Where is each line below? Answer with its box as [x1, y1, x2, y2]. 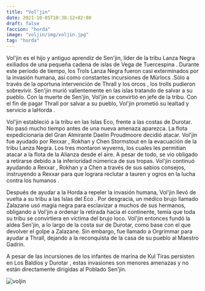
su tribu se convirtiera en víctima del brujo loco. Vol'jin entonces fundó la [6, 215, 191, 222]
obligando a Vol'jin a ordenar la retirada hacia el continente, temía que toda [6, 208, 196, 215]
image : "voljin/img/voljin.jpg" [6, 32, 89, 38]
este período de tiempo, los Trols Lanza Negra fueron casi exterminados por [6, 67, 199, 74]
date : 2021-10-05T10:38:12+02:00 [6, 15, 92, 21]
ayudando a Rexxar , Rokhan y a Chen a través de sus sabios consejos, [6, 164, 186, 171]
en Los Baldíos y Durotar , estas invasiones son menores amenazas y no [6, 259, 189, 266]
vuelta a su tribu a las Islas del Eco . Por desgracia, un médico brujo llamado [6, 195, 199, 202]
